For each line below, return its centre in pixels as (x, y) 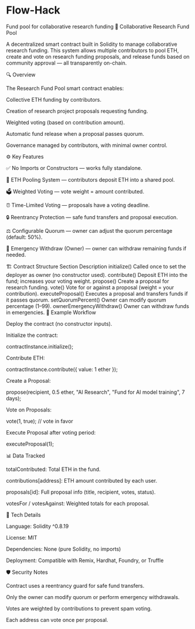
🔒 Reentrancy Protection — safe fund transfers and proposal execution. (92, 217)
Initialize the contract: (32, 335)
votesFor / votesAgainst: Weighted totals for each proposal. (78, 503)
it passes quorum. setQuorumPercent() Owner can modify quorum (86, 300)
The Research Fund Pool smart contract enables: (65, 88)
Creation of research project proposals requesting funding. (77, 111)
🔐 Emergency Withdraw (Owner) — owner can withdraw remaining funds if (96, 248)
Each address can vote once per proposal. (57, 620)
